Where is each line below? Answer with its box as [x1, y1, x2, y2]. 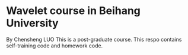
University [6, 16, 59, 30]
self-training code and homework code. [6, 42, 103, 49]
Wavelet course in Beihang [6, 4, 141, 18]
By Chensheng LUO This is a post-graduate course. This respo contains [6, 36, 182, 43]
